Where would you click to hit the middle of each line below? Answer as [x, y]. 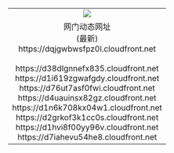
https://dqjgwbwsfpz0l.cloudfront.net [87, 49]
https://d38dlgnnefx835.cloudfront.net [87, 68]
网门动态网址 [87, 27]
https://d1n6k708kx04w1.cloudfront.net [87, 107]
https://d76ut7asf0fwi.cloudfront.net [87, 88]
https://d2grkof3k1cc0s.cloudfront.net [87, 117]
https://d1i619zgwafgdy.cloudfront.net [87, 78]
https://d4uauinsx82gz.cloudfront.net [87, 97]
